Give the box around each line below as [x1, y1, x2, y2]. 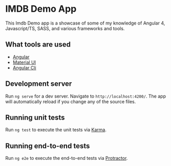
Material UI [12, 59, 36, 65]
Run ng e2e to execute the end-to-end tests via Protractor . [5, 155, 128, 161]
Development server [5, 80, 72, 88]
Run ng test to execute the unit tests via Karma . [5, 127, 106, 133]
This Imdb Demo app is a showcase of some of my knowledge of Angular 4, [5, 20, 165, 26]
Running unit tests [5, 113, 65, 122]
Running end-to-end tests [5, 141, 90, 150]
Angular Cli [12, 64, 37, 70]
